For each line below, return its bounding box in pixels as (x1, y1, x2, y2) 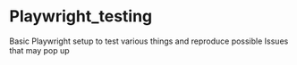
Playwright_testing (9, 6, 153, 27)
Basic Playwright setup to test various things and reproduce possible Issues (9, 36, 289, 46)
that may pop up (9, 45, 70, 55)
